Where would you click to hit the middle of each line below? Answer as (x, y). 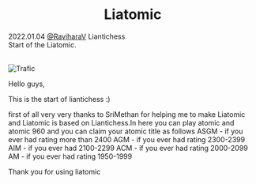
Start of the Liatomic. (42, 44)
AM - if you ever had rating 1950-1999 (70, 156)
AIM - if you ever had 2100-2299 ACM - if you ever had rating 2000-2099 (128, 148)
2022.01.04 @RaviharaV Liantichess (67, 36)
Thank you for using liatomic (55, 171)
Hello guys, (26, 84)
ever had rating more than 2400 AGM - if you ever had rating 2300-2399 (127, 139)
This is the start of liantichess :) (59, 99)
